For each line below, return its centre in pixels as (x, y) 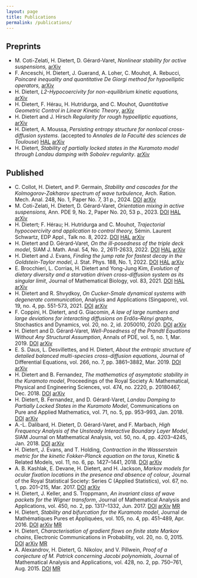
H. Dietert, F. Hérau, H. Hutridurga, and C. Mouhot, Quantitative (91, 104)
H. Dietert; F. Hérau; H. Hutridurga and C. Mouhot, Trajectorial (90, 225)
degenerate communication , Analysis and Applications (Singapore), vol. (101, 300)
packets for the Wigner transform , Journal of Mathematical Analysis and (102, 500)
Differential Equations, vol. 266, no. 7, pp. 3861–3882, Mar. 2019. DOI (98, 362)
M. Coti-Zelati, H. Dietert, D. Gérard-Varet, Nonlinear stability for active (101, 61)
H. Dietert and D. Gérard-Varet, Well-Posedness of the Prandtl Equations (102, 331)
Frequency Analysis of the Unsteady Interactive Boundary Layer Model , (102, 431)
